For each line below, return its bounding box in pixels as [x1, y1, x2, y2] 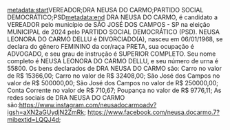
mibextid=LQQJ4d [7, 116, 60, 123]
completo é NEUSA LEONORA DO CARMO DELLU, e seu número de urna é [7, 57, 219, 65]
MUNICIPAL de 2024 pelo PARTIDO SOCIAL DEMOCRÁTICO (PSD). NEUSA [7, 28, 220, 36]
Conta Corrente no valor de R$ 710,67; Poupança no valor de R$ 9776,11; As [7, 86, 222, 94]
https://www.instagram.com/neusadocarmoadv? [19, 101, 157, 109]
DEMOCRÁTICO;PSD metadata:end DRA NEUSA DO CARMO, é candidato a [7, 13, 218, 21]
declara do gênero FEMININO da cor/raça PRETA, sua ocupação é [7, 43, 194, 50]
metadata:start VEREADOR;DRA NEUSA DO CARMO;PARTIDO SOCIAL [7, 6, 204, 14]
